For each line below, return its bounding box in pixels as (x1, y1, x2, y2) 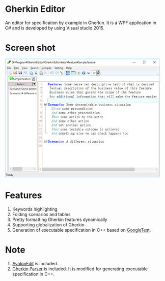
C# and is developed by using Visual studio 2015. (5, 25, 105, 31)
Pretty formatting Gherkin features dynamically (12, 217, 108, 222)
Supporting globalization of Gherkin (12, 221, 84, 227)
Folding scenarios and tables (12, 211, 71, 217)
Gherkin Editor (5, 3, 65, 15)
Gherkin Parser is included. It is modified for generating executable (12, 266, 148, 272)
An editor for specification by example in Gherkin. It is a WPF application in (5, 20, 157, 26)
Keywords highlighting (12, 206, 57, 212)
